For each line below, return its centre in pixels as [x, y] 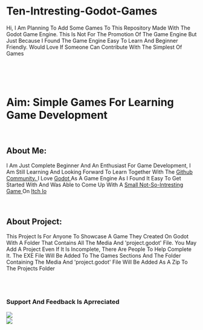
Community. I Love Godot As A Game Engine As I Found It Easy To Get [94, 178]
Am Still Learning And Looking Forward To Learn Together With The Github [100, 172]
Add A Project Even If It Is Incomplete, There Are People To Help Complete [99, 249]
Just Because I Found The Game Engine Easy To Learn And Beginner [92, 40]
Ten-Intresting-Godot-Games [82, 11]
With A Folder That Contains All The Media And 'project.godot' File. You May [101, 243]
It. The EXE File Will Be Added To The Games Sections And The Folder [94, 255]
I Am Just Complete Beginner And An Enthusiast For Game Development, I [99, 165]
